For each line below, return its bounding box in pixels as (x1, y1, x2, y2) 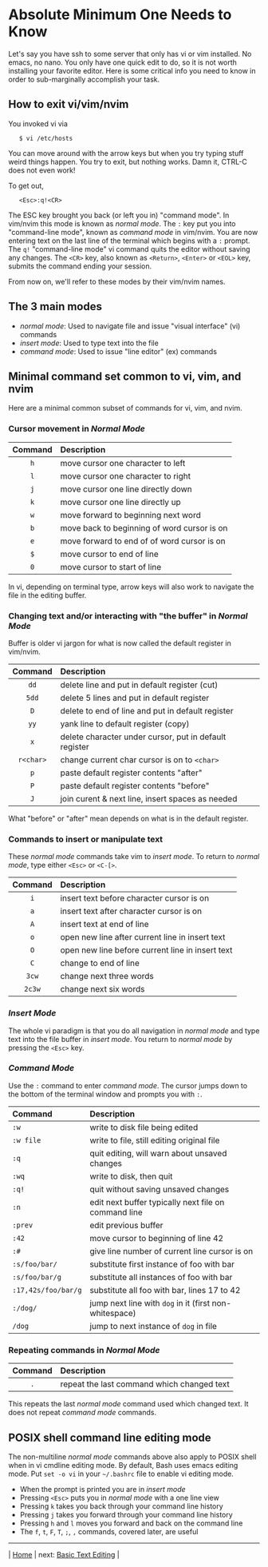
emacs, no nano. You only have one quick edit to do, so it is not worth (8, 58, 238, 67)
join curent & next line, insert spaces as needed (60, 793, 238, 804)
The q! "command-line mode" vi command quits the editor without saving (8, 244, 250, 253)
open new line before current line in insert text (60, 945, 233, 956)
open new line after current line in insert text (60, 932, 226, 943)
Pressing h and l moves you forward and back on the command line (19, 1518, 243, 1528)
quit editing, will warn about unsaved (89, 1147, 227, 1159)
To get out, (8, 181, 44, 190)
